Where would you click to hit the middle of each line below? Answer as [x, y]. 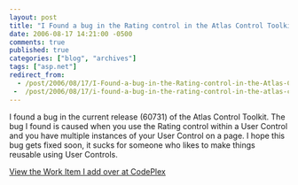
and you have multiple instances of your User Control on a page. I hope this [147, 135]
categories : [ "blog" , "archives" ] [73, 58]
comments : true [37, 42]
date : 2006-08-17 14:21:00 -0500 [71, 34]
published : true [39, 50]
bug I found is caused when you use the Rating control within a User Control [149, 126]
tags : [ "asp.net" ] [43, 67]
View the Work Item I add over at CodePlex [87, 171]
